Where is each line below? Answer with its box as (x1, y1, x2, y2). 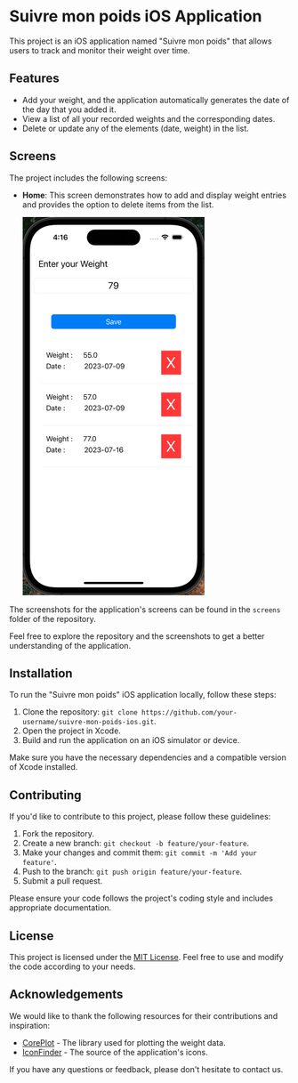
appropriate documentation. (9, 902, 112, 913)
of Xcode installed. (9, 762, 78, 772)
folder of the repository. (9, 613, 96, 624)
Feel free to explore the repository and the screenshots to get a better (9, 630, 265, 642)
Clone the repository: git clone (21, 707, 138, 717)
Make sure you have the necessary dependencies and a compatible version (9, 752, 286, 763)
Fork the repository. (21, 828, 95, 839)
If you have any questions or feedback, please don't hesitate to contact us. (9, 1063, 284, 1074)
